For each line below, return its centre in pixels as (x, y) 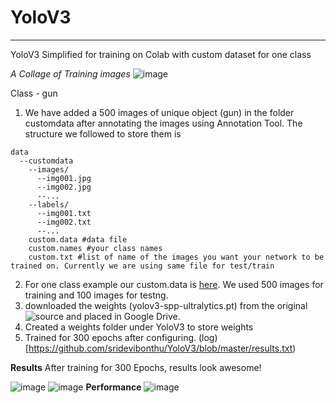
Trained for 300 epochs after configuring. (110, 337)
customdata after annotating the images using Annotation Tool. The (163, 123)
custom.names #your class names (95, 248)
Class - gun (34, 93)
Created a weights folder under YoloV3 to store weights (139, 327)
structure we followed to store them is (103, 133)
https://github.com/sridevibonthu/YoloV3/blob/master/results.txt (160, 348)
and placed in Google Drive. (123, 316)
